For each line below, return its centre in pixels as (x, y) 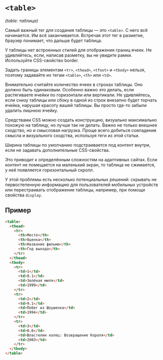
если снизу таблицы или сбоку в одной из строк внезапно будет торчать (81, 100)
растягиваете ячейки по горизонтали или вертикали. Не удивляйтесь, (78, 95)
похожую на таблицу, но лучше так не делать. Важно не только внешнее (81, 125)
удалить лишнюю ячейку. (32, 110)
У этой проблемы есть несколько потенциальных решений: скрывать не (81, 179)
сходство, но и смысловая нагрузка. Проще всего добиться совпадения (81, 130)
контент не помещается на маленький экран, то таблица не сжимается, (80, 165)
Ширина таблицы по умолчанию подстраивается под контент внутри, (78, 145)
